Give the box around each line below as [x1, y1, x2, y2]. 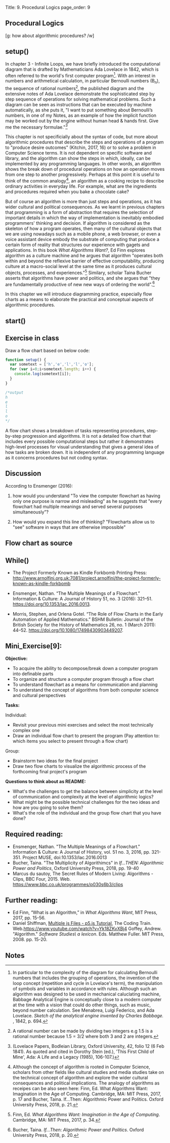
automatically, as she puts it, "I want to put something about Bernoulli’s [5, 107, 153, 113]
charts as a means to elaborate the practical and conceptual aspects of [5, 296, 154, 303]
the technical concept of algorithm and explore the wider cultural [12, 1075, 148, 1081]
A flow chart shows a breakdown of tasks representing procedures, [5, 427, 146, 434]
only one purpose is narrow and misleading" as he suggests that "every [12, 498, 162, 504]
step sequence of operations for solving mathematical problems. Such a [5, 96, 156, 102]
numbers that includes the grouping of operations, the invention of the [12, 975, 159, 981]
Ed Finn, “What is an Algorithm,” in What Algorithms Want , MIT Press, [12, 910, 158, 916]
